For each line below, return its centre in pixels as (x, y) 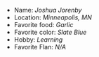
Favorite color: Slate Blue (50, 32)
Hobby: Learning (38, 40)
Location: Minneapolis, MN (53, 17)
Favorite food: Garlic (44, 25)
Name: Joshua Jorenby (48, 10)
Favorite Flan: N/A (40, 47)
